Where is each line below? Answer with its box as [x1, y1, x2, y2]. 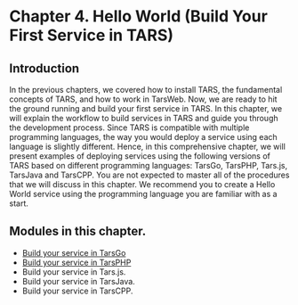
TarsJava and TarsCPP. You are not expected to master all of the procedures [9, 169, 290, 180]
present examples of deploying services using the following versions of [9, 151, 271, 161]
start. [9, 198, 29, 209]
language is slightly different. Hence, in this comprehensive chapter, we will [9, 141, 286, 152]
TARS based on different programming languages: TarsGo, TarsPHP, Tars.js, [9, 161, 287, 170]
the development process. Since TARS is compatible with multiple [9, 122, 250, 133]
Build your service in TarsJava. [21, 276, 135, 286]
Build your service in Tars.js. [21, 266, 126, 277]
